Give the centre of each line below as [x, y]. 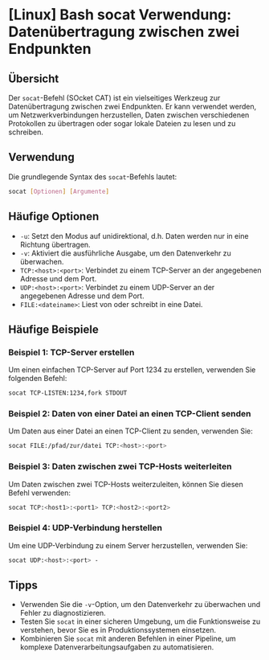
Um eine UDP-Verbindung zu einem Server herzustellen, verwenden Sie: [128, 545]
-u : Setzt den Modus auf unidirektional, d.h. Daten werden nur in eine [134, 236]
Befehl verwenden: [39, 493]
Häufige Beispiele [53, 329]
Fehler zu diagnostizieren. [63, 613]
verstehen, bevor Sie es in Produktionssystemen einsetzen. [118, 630]
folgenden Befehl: [38, 379]
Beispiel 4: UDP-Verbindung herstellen [86, 528]
